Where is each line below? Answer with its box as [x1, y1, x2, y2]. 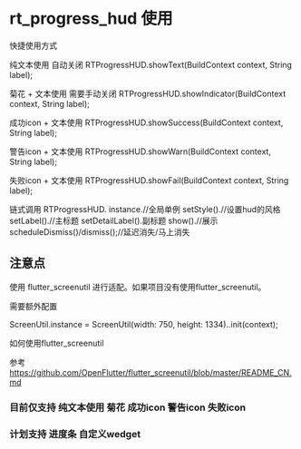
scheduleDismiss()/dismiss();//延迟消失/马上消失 [9, 226, 190, 237]
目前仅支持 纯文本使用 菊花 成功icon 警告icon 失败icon [9, 401, 247, 414]
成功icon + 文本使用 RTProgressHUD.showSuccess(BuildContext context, [9, 117, 284, 128]
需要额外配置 [9, 300, 57, 311]
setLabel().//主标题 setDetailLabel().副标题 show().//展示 [9, 215, 218, 226]
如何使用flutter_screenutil [9, 337, 104, 348]
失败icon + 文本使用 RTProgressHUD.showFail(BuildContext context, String [9, 174, 289, 186]
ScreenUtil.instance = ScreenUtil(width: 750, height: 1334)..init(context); [9, 318, 278, 329]
